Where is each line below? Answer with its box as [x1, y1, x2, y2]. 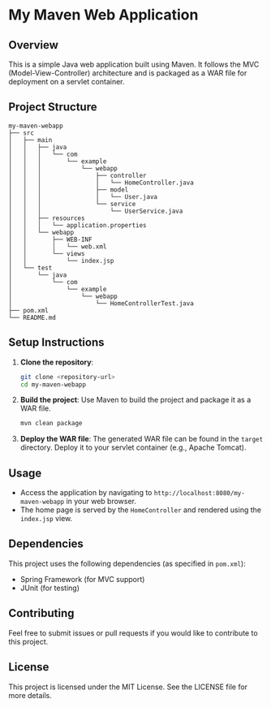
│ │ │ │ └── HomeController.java [8, 179, 195, 187]
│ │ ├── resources [8, 213, 85, 222]
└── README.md [8, 313, 57, 321]
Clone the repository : [19, 357, 94, 367]
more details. [8, 690, 53, 700]
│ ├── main [8, 136, 53, 144]
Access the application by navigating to [19, 488, 153, 498]
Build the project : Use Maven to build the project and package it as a [19, 395, 252, 405]
